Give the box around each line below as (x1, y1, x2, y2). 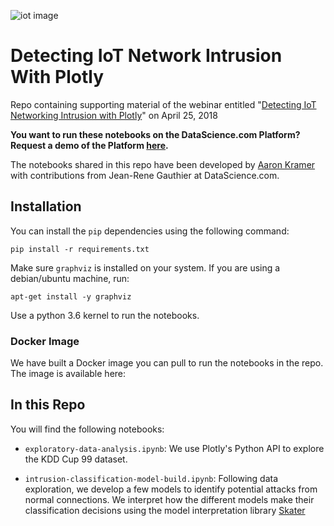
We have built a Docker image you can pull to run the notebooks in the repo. (10, 357, 324, 369)
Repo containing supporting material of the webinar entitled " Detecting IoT (10, 98, 317, 110)
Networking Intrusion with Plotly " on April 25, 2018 (10, 109, 218, 121)
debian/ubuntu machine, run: (10, 272, 130, 284)
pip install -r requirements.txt (10, 244, 150, 254)
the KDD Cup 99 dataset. (24, 453, 128, 465)
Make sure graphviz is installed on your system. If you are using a (10, 261, 281, 274)
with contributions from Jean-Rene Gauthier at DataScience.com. (10, 169, 280, 181)
